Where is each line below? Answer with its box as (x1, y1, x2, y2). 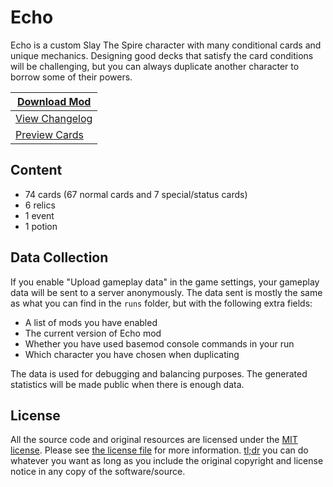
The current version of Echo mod (24, 327, 162, 339)
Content (10, 162, 63, 179)
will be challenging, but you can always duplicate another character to (10, 60, 300, 72)
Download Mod (16, 94, 92, 108)
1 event (24, 209, 55, 221)
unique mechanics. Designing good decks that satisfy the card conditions (10, 49, 314, 61)
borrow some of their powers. (10, 71, 133, 83)
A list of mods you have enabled (24, 316, 158, 328)
